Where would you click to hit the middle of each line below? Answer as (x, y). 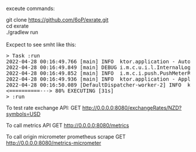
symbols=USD (23, 114)
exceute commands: (31, 8)
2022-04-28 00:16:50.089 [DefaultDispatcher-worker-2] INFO (94, 85)
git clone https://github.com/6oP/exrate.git (57, 20)
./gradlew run (22, 32)
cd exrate (17, 26)
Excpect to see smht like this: (41, 44)
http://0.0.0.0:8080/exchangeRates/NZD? (132, 108)
